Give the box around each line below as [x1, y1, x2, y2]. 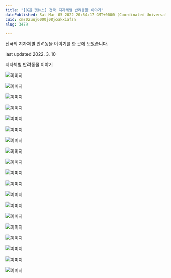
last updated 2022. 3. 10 [5, 51, 56, 57]
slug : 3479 [5, 21, 28, 27]
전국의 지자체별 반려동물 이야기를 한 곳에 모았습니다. [5, 41, 108, 47]
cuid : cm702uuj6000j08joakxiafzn [5, 17, 76, 22]
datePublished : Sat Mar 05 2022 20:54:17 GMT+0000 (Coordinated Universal [5, 12, 167, 17]
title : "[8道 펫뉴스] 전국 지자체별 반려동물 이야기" [5, 7, 104, 13]
